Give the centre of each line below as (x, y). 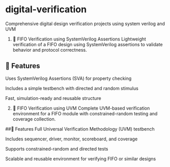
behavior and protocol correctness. (50, 50)
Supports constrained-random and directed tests (57, 149)
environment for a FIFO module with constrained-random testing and (85, 113)
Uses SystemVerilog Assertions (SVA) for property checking (68, 78)
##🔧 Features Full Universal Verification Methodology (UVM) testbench (80, 129)
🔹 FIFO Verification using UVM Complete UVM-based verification (81, 108)
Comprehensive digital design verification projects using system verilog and (85, 24)
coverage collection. (34, 119)
